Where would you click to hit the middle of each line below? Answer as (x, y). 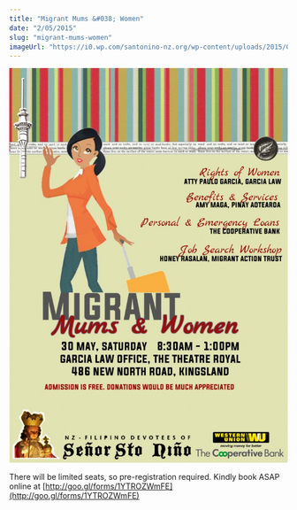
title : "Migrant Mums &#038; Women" (76, 19)
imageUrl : (27, 47)
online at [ (27, 486)
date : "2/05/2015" (43, 28)
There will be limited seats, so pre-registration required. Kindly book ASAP (145, 477)
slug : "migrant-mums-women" (61, 37)
